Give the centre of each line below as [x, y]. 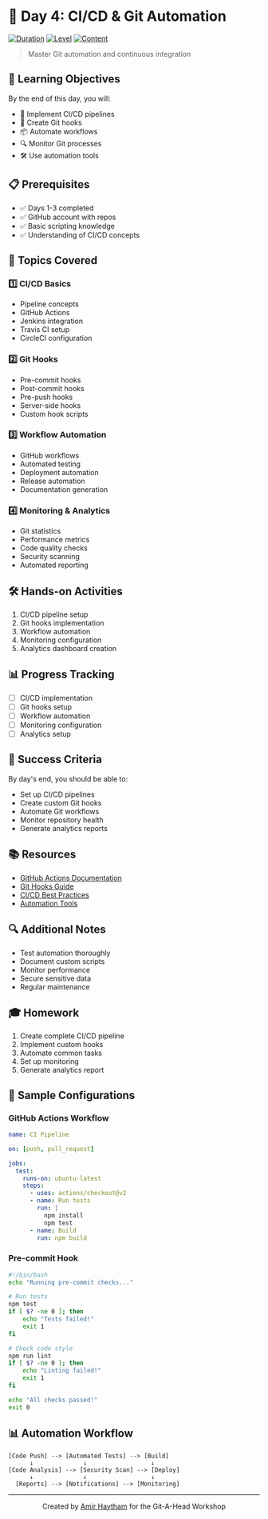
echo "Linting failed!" [62, 1371]
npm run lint [30, 1356]
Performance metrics [55, 540]
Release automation [52, 481]
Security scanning [49, 557]
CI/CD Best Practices [54, 894]
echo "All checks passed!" [53, 1400]
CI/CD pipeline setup [54, 614]
